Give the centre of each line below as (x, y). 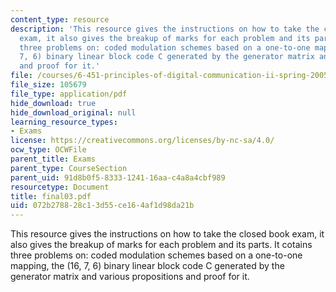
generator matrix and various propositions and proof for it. (130, 277)
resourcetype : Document (60, 187)
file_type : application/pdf (69, 94)
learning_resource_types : (64, 122)
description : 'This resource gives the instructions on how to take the (165, 29)
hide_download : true (53, 103)
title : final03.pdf (51, 196)
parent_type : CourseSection (69, 168)
